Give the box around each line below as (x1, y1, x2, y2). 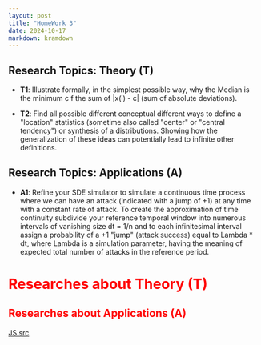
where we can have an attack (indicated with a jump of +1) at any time (19, 195, 251, 205)
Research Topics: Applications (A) (8, 166, 183, 180)
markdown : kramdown (8, 34, 74, 42)
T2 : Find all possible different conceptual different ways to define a (19, 109, 242, 118)
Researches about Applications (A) (8, 307, 187, 320)
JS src (8, 327, 30, 337)
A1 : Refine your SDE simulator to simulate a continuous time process (19, 187, 246, 197)
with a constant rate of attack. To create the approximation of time (19, 204, 239, 214)
